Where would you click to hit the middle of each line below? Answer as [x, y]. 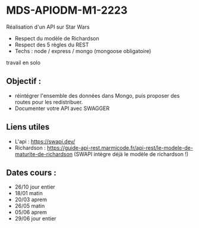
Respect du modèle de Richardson [57, 38]
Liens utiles [28, 127]
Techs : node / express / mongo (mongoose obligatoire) [83, 51]
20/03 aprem [31, 199]
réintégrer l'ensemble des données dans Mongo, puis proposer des [97, 95]
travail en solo [23, 63]
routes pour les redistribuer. [49, 102]
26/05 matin [30, 206]
